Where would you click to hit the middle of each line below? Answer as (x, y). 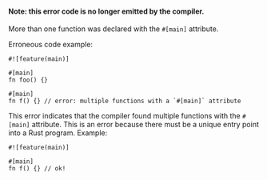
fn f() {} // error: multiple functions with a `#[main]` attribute (125, 101)
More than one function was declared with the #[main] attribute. (114, 29)
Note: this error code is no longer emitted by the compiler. (106, 11)
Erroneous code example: (51, 45)
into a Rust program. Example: (58, 133)
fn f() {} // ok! (37, 169)
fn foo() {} (28, 80)
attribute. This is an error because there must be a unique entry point (145, 125)
